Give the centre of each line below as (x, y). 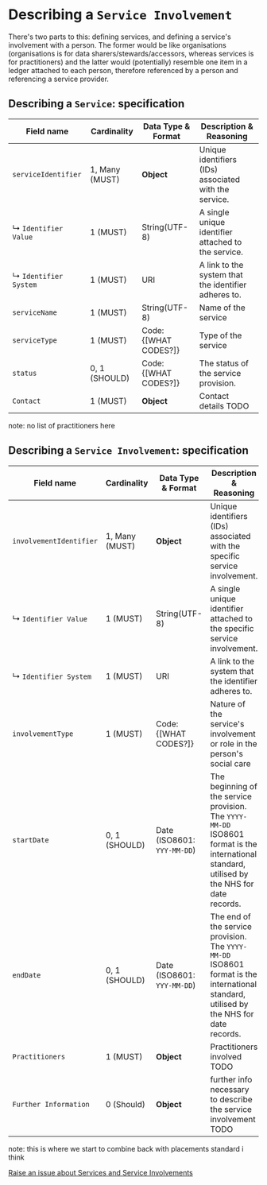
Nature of (228, 703)
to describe (231, 1099)
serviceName (35, 312)
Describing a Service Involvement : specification (128, 451)
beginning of (234, 786)
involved (226, 1056)
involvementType (43, 734)
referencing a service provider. (59, 79)
